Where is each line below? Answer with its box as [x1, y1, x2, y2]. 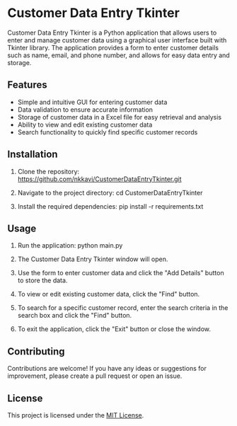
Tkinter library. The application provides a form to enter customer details [7, 43, 219, 52]
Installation [7, 149, 58, 161]
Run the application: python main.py [17, 241, 123, 250]
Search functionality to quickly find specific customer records [17, 127, 198, 136]
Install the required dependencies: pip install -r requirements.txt [17, 202, 204, 210]
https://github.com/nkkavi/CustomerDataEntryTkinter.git [17, 175, 182, 183]
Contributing [7, 345, 65, 357]
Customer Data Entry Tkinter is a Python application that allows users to [7, 28, 217, 37]
